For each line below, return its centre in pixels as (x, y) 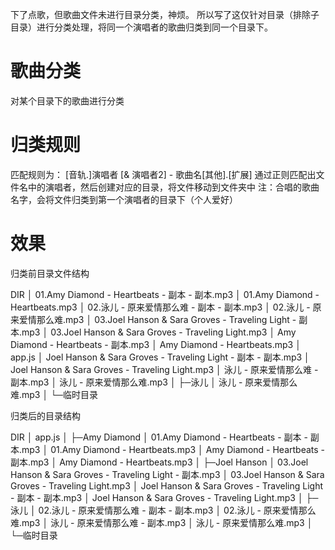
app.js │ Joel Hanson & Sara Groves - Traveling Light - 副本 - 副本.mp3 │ (160, 357)
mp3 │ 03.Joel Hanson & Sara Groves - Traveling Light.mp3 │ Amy (159, 332)
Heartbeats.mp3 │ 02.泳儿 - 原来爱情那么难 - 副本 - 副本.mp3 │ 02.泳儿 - (160, 307)
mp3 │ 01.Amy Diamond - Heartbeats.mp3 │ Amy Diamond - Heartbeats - (173, 449)
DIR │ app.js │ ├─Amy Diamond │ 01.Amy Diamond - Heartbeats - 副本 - (159, 437)
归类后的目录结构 (45, 415)
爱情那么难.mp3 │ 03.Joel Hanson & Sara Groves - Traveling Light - (157, 319)
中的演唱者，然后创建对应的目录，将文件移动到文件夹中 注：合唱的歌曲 (173, 187)
